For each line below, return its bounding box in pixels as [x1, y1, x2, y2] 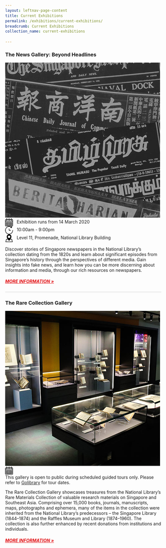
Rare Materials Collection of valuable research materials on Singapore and [5, 494, 157, 500]
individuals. [5, 526, 29, 532]
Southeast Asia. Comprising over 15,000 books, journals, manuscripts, [5, 500, 149, 506]
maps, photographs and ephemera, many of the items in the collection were [5, 505, 160, 511]
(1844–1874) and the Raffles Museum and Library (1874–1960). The [5, 516, 142, 522]
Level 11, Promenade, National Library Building [16, 235, 111, 241]
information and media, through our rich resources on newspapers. [5, 267, 142, 273]
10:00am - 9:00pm [16, 227, 55, 233]
